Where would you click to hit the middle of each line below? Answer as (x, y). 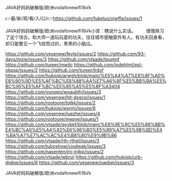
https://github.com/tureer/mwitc (39, 65)
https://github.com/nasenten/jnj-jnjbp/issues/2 (55, 152)
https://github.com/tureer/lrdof (71, 70)
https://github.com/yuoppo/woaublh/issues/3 (53, 92)
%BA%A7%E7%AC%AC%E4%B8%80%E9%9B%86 (61, 135)
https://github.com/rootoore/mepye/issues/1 (52, 119)
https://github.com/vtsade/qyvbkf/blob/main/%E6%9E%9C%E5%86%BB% (85, 125)
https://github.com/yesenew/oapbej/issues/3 (87, 162)
